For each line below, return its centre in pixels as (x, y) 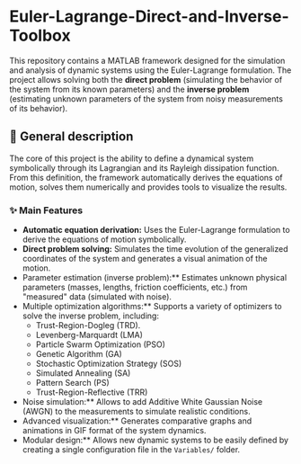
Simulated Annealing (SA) (83, 373)
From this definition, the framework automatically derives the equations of (146, 177)
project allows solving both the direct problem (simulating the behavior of (146, 79)
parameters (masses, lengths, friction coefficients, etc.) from (135, 287)
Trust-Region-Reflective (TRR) (92, 392)
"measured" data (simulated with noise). (97, 297)
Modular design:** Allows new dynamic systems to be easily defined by (155, 440)
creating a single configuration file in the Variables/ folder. (131, 450)
